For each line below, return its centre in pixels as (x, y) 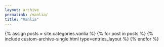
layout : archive (22, 10)
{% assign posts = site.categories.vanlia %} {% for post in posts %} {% (79, 34)
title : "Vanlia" (22, 19)
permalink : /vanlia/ (27, 15)
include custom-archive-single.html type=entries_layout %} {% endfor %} (82, 39)
